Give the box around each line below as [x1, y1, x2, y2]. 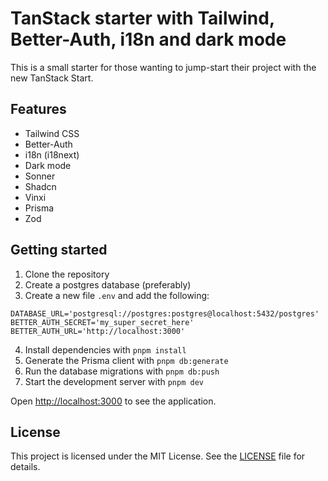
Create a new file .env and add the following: [24, 289, 210, 301]
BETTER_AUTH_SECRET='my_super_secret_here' [10, 317, 195, 327]
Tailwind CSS [24, 127, 80, 139]
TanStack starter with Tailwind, [10, 7, 275, 30]
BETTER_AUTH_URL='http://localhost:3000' [10, 326, 186, 336]
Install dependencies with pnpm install [24, 343, 187, 356]
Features [10, 101, 67, 118]
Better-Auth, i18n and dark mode [10, 28, 287, 51]
